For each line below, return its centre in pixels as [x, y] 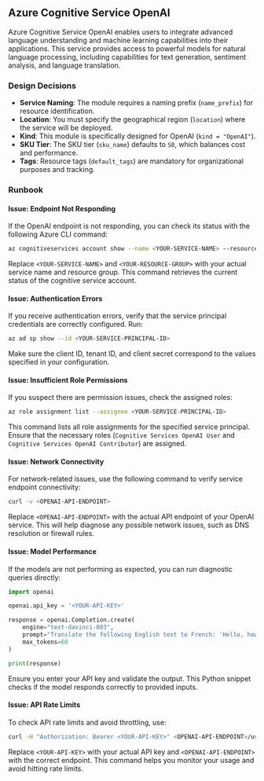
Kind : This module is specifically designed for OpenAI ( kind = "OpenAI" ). [137, 136]
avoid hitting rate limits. [46, 768]
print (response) [35, 663]
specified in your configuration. [59, 362]
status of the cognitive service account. [72, 280]
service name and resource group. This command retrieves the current [123, 272]
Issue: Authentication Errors [55, 299]
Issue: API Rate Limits [44, 705]
